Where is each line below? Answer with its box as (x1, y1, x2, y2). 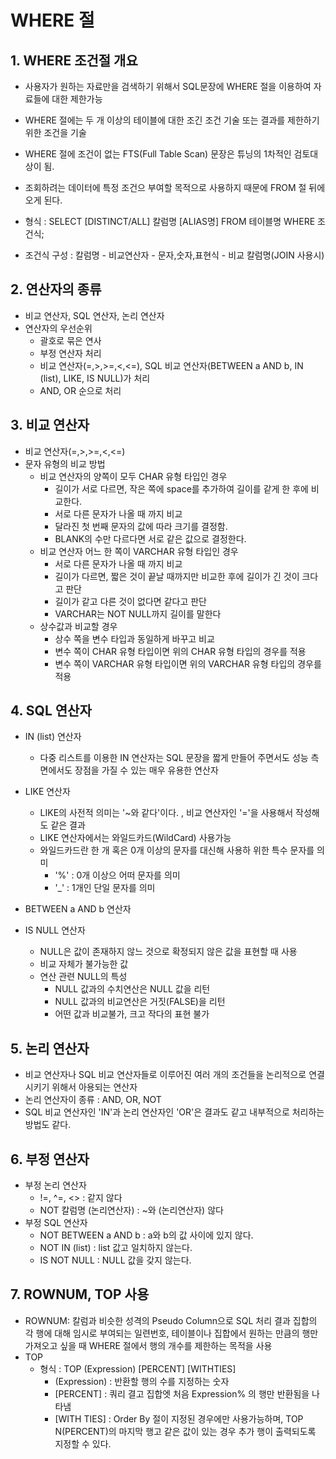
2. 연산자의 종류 (10, 281, 102, 298)
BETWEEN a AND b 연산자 (24, 903, 132, 915)
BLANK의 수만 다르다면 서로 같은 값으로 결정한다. (54, 532, 247, 545)
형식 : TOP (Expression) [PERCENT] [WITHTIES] (39, 1362, 237, 1375)
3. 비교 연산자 (10, 417, 90, 434)
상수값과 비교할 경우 (39, 620, 118, 632)
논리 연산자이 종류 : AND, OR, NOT (24, 1094, 162, 1106)
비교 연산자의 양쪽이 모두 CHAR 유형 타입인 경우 (39, 470, 228, 482)
